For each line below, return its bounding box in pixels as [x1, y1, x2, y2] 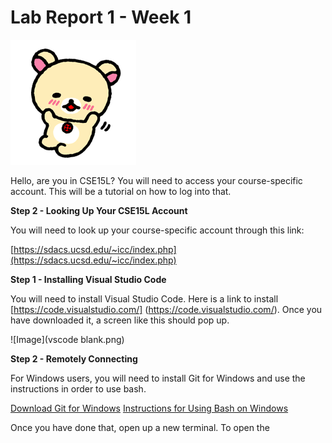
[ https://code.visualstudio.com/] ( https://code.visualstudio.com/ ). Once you [10, 303, 323, 315]
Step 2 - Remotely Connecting [10, 352, 138, 365]
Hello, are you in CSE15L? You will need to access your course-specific [10, 174, 303, 186]
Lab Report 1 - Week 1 [10, 6, 192, 29]
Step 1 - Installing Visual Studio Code [10, 273, 167, 285]
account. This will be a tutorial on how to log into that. [10, 185, 232, 197]
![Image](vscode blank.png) [10, 333, 125, 345]
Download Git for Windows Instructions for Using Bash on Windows [10, 402, 289, 414]
